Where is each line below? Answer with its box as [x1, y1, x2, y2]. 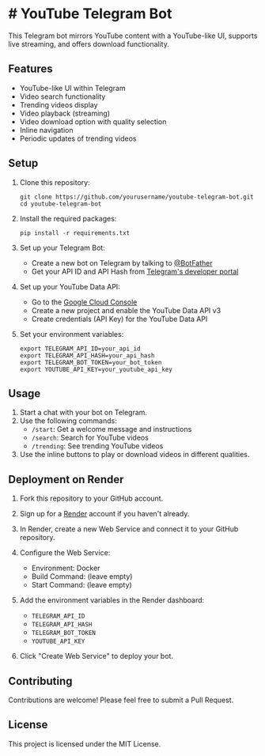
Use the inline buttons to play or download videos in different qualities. [19, 450, 250, 459]
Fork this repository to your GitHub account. [19, 493, 164, 503]
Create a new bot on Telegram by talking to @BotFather [31, 258, 213, 267]
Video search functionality [19, 92, 106, 101]
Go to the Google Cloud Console [31, 297, 138, 307]
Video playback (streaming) [19, 108, 111, 118]
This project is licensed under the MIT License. [8, 739, 161, 748]
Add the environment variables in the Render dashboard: [19, 595, 205, 605]
